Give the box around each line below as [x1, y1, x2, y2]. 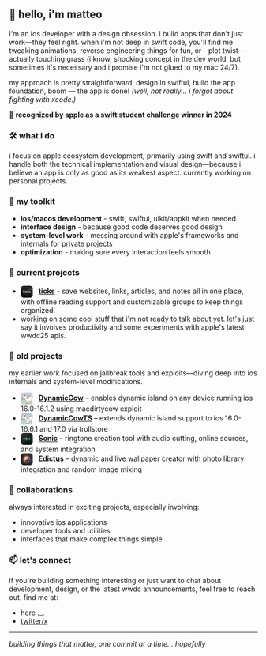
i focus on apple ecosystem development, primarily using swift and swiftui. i [9, 151, 256, 160]
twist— [222, 45, 245, 55]
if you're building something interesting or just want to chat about [9, 575, 222, 585]
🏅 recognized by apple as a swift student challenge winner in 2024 [9, 110, 232, 119]
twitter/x [20, 616, 48, 625]
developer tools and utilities [20, 526, 111, 536]
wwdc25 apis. [20, 330, 66, 340]
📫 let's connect [9, 555, 72, 566]
